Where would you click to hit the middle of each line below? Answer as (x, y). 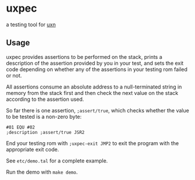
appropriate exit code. (33, 149)
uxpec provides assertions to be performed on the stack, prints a (84, 57)
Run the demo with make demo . (42, 172)
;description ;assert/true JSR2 (45, 132)
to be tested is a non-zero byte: (44, 117)
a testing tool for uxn (31, 24)
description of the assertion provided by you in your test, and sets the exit (95, 63)
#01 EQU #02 (20, 127)
